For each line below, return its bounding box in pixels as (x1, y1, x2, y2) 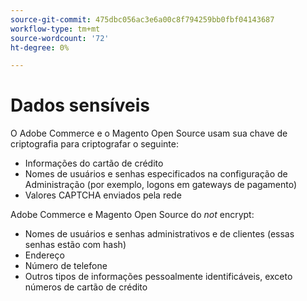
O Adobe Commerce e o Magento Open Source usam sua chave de (10, 127, 288, 140)
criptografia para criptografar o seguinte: (10, 138, 179, 150)
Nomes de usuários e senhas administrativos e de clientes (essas (24, 228, 295, 240)
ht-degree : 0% (10, 42, 70, 53)
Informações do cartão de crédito (24, 157, 164, 170)
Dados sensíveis (10, 94, 150, 117)
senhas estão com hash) (24, 239, 127, 251)
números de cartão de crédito (24, 281, 148, 293)
